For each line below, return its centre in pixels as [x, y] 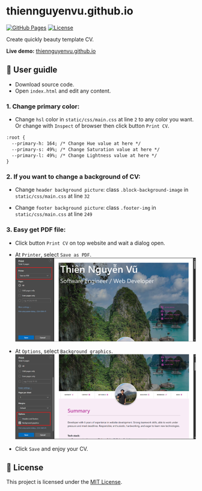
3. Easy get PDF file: [36, 230]
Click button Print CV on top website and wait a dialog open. [90, 243]
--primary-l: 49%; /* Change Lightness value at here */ [84, 156]
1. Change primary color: [43, 106]
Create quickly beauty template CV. [50, 39]
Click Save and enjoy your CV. [51, 448]
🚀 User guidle [32, 70]
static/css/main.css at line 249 [54, 214]
